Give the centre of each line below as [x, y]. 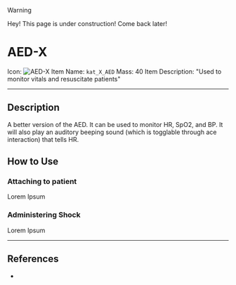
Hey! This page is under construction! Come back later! [87, 24]
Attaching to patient [42, 182]
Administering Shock [44, 215]
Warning [19, 10]
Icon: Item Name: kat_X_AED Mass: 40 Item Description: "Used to [114, 71]
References [33, 259]
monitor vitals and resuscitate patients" [64, 79]
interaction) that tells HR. [43, 139]
